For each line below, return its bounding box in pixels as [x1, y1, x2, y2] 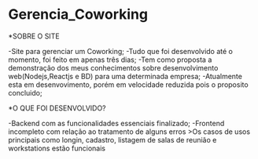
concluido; [8, 88, 42, 97]
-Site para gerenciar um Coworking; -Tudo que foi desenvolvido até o [8, 46, 234, 56]
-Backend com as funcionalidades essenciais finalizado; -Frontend [8, 118, 225, 128]
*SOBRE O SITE [8, 31, 61, 41]
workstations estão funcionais [8, 143, 106, 153]
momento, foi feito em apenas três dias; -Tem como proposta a [8, 55, 212, 64]
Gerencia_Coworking [8, 5, 148, 23]
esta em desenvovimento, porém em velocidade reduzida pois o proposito [8, 80, 249, 89]
